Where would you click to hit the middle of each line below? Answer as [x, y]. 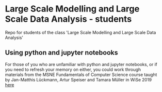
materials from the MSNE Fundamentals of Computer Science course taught [81, 74]
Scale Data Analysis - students [68, 19]
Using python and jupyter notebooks [62, 53]
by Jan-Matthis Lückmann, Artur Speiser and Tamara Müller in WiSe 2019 [78, 79]
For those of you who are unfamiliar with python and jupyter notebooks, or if [81, 64]
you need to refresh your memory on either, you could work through [73, 69]
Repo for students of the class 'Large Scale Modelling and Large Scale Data [81, 32]
